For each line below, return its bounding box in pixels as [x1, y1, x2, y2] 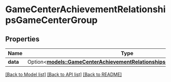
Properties [5, 35, 40, 43]
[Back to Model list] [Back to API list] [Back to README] [5, 71, 122, 77]
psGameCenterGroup [5, 14, 98, 26]
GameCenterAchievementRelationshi [5, 4, 166, 15]
